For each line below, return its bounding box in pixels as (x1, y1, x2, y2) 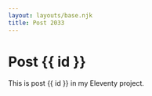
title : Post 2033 (8, 19, 65, 27)
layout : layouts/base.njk (8, 11, 92, 20)
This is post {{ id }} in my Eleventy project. (8, 79, 145, 88)
